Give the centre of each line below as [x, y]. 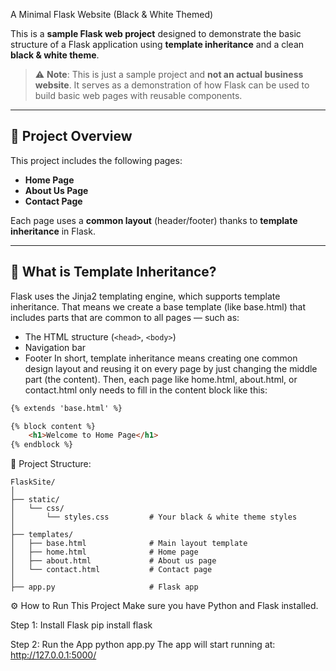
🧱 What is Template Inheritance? [113, 272]
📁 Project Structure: [51, 464]
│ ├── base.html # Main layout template [129, 544]
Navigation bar [55, 347]
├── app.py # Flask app [104, 587]
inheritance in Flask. [53, 231]
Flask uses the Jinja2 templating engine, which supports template [145, 296]
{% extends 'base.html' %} [66, 408]
